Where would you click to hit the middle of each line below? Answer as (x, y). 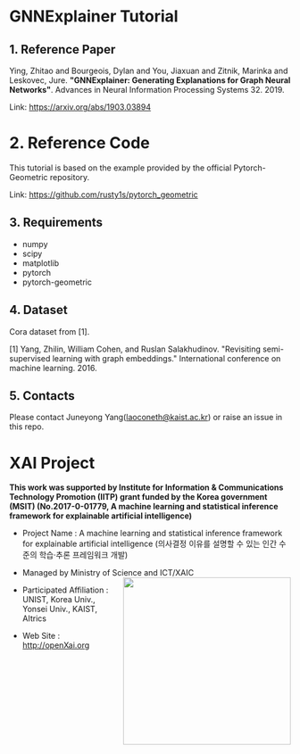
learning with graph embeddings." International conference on (167, 358)
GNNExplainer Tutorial (94, 17)
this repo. (27, 427)
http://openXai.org (56, 645)
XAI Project (52, 463)
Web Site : (41, 636)
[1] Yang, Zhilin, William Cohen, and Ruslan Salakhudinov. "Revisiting (135, 349)
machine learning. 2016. (54, 368)
